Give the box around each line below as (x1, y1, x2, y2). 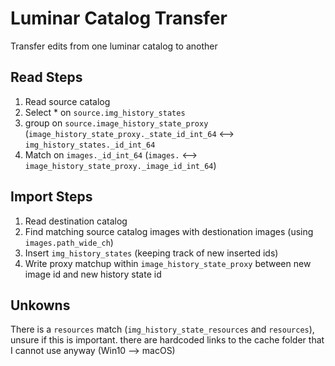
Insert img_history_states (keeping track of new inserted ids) (24, 247, 279, 259)
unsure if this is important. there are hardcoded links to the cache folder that (10, 334, 325, 346)
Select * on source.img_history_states (24, 106, 186, 118)
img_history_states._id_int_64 (24, 140, 156, 150)
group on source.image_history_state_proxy (24, 117, 209, 129)
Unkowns (10, 297, 71, 314)
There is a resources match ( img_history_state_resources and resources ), (10, 323, 315, 336)
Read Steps (10, 69, 83, 86)
